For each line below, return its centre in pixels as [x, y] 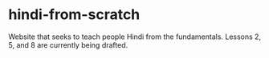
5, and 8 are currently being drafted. [68, 44]
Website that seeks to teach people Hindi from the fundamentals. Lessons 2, [135, 37]
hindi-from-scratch [74, 15]
